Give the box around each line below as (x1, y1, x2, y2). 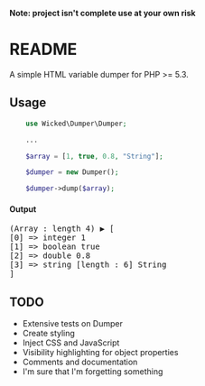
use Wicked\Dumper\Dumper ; (25, 119, 127, 128)
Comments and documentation (22, 356, 138, 368)
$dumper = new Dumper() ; (25, 168, 119, 177)
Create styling (22, 328, 75, 339)
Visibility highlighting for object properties (22, 347, 179, 358)
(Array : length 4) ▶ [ (9, 224, 115, 234)
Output (9, 203, 37, 215)
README (9, 40, 78, 60)
